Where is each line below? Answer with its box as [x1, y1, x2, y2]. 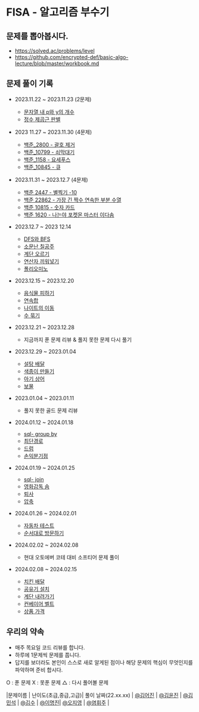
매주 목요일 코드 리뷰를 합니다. [14, 643, 85, 651]
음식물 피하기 [23, 289, 55, 296]
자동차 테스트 [23, 522, 55, 529]
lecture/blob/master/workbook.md [14, 60, 99, 67]
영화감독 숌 [23, 482, 49, 490]
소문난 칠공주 [23, 243, 55, 250]
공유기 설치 [23, 585, 49, 592]
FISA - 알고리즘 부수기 [6, 5, 110, 19]
